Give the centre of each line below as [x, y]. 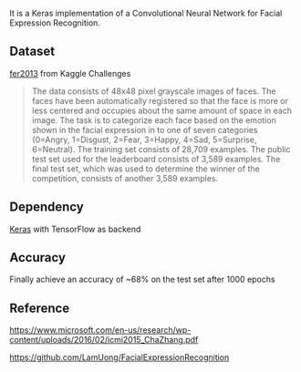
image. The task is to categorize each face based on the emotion [154, 120]
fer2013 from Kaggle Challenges [70, 73]
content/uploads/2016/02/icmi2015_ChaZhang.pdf [104, 340]
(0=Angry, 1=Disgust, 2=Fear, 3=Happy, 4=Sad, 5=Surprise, [144, 139]
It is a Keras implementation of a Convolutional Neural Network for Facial [146, 13]
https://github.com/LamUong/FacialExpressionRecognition [119, 357]
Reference [40, 308]
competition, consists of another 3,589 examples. [125, 178]
